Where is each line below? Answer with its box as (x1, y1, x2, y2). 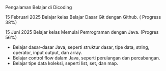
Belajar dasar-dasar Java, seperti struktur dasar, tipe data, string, (12, 44, 150, 50)
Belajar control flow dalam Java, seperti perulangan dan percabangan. (12, 55, 160, 61)
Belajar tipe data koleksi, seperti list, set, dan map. (12, 60, 118, 66)
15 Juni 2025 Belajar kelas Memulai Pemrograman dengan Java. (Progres (5, 29, 159, 35)
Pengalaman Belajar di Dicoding (5, 5, 72, 10)
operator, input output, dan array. (12, 50, 82, 55)
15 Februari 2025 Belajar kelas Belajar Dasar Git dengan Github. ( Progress (5, 14, 161, 20)
